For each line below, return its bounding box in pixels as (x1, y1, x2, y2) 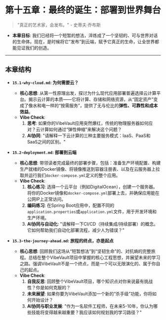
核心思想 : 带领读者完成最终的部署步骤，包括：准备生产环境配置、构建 (19, 160, 161, 166)
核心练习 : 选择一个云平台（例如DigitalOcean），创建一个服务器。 (27, 184, 158, 190)
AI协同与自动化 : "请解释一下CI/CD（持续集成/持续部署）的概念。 (27, 221, 158, 227)
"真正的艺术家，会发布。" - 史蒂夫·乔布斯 (17, 22, 101, 28)
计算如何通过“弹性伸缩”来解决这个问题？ (40, 126, 122, 132)
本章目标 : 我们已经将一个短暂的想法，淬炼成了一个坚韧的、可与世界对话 (12, 32, 158, 38)
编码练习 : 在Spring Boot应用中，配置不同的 (27, 202, 115, 208)
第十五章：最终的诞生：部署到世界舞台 (5, 4, 162, 16)
